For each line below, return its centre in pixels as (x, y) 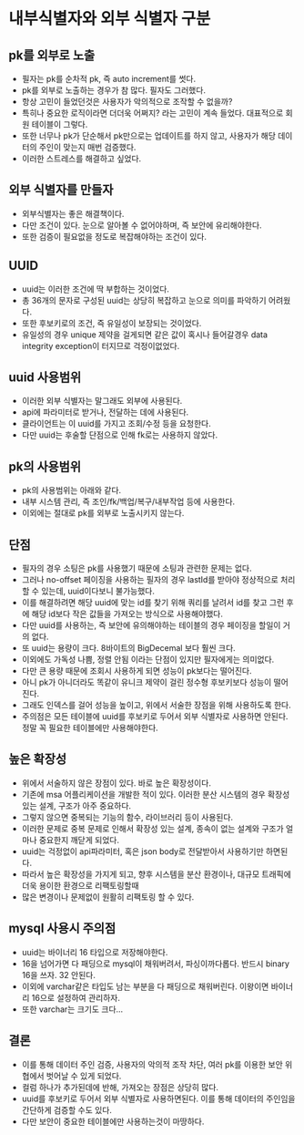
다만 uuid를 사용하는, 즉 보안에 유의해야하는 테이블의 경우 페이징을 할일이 (151, 625)
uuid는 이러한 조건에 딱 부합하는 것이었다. (96, 289)
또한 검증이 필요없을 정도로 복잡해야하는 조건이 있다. (114, 236)
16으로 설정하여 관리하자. (76, 997)
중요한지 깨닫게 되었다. (79, 840)
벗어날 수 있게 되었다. (84, 1076)
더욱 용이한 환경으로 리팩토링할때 (80, 885)
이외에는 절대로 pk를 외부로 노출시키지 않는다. (103, 513)
